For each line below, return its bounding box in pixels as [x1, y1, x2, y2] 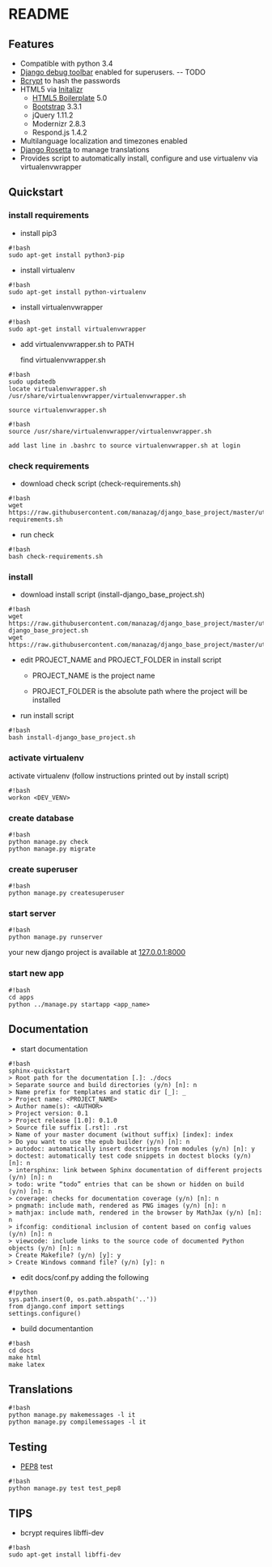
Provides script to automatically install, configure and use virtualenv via [19, 153, 258, 163]
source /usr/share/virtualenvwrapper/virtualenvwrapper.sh [8, 427, 212, 435]
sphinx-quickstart [8, 1067, 70, 1075]
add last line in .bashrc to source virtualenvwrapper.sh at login [8, 441, 241, 450]
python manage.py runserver [8, 933, 104, 941]
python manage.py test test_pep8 [8, 1484, 121, 1492]
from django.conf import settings [8, 1302, 125, 1310]
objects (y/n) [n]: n [8, 1244, 82, 1252]
